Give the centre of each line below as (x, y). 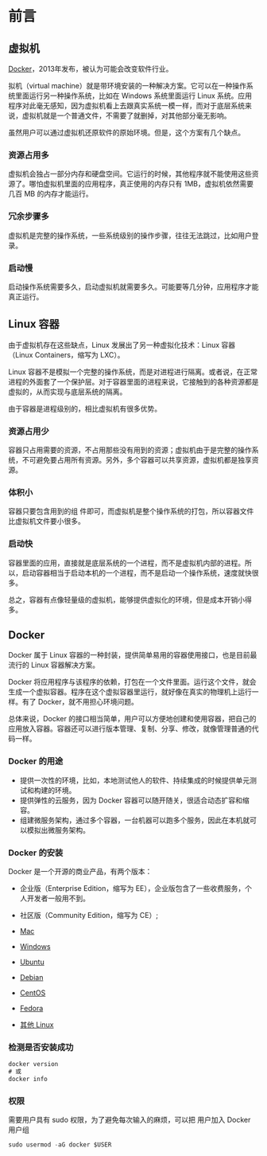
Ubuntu (32, 962)
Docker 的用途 (36, 761)
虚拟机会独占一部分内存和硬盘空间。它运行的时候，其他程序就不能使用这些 (130, 174)
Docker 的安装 (36, 853)
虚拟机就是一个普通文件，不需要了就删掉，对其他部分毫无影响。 (126, 115)
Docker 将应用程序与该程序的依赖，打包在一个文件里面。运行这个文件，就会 (132, 682)
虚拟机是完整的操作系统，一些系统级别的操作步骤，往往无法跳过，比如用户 (130, 235)
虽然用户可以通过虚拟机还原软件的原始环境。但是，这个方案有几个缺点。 (126, 133)
